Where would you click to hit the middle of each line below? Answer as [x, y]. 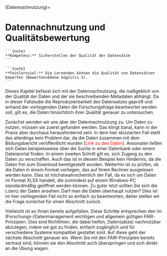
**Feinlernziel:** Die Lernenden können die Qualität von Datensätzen [80, 73]
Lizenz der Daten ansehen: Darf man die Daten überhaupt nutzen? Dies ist [82, 191]
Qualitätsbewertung [48, 38]
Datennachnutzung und [55, 27]
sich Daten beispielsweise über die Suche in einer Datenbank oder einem [80, 148]
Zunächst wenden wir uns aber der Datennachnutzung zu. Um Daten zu [79, 122]
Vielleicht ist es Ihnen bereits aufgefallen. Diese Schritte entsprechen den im [83, 211]
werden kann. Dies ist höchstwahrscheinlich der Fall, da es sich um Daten [81, 175]
